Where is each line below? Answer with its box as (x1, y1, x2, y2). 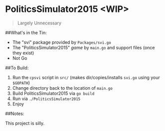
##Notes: (5, 111, 24, 117)
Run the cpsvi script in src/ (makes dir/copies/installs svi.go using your (12, 74, 161, 80)
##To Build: (5, 65, 29, 71)
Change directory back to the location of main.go (12, 85, 113, 91)
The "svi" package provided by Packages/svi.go (12, 39, 111, 45)
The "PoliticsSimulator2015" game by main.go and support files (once (12, 44, 155, 50)
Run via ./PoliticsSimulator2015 (12, 96, 81, 102)
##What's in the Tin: (5, 29, 47, 35)
